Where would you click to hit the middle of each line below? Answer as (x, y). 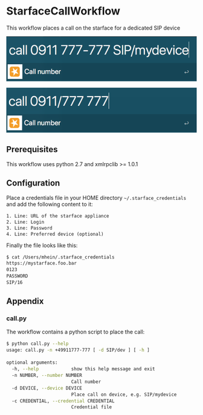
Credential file (92, 407)
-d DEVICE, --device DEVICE (47, 388)
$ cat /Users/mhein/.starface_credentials (60, 257)
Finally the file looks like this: (42, 245)
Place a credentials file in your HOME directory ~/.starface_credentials (96, 198)
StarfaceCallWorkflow (63, 11)
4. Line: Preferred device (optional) (55, 234)
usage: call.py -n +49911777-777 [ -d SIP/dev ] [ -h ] (78, 350)
